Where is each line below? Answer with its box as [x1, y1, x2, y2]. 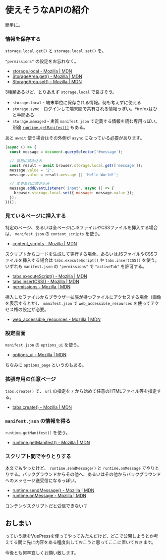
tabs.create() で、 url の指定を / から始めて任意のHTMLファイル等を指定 [5, 388, 157, 394]
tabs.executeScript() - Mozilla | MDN [12, 274, 88, 280]
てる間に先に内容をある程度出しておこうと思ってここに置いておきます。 [9, 539, 156, 545]
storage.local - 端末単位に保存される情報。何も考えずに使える [12, 100, 141, 106]
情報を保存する [5, 35, 41, 42]
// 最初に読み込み [9, 158, 43, 163]
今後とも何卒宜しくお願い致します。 [5, 550, 79, 556]
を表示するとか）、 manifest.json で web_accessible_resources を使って [5, 300, 151, 306]
